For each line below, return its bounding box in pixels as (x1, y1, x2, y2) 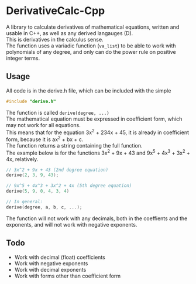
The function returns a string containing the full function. (6, 142, 143, 149)
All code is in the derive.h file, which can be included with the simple (6, 87, 171, 94)
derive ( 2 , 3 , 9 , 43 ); (6, 172, 59, 178)
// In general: (6, 199, 43, 205)
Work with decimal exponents (14, 266, 87, 273)
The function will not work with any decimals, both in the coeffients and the (6, 215, 188, 222)
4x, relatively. (6, 155, 39, 162)
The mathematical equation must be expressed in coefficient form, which (6, 115, 183, 122)
